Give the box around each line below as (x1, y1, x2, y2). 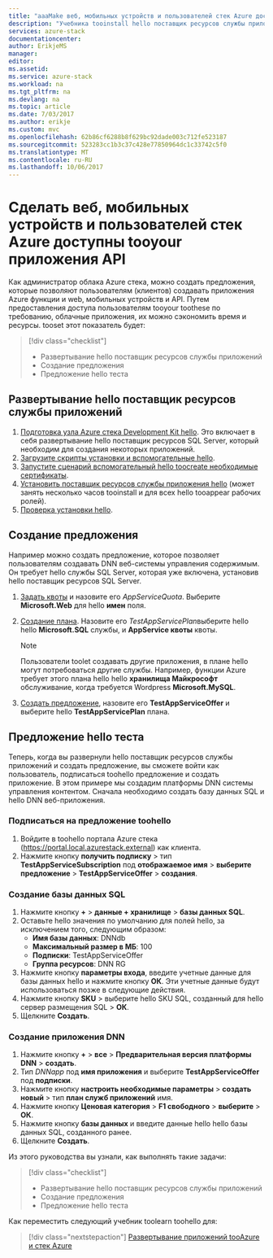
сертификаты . (19, 470, 69, 480)
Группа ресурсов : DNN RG (32, 959, 126, 969)
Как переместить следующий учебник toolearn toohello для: (8, 1217, 218, 1226)
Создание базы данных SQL (8, 889, 126, 900)
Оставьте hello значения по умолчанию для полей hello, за (19, 916, 225, 926)
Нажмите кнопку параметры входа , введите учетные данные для (19, 968, 252, 977)
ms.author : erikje (8, 118, 71, 126)
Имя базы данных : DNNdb (32, 933, 126, 943)
